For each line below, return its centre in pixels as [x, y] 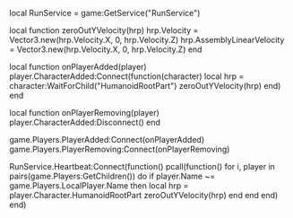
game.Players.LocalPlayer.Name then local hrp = [99, 186]
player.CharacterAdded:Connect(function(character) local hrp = [127, 76]
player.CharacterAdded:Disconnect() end [85, 122]
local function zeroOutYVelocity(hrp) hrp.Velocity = [104, 30]
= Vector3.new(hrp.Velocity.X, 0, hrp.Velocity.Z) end [106, 49]
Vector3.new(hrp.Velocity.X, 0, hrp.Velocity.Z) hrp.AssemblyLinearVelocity [147, 40]
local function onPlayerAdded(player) [78, 67]
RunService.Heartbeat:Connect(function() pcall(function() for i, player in [142, 166]
